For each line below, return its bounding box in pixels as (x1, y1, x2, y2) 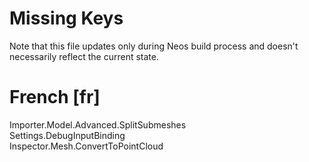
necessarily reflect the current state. (9, 50, 159, 62)
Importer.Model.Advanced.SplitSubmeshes (9, 118, 187, 131)
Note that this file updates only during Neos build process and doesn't (9, 40, 299, 52)
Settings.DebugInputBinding (9, 129, 126, 141)
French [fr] (9, 86, 101, 109)
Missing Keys (9, 7, 124, 30)
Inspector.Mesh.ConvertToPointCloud (9, 140, 164, 152)
